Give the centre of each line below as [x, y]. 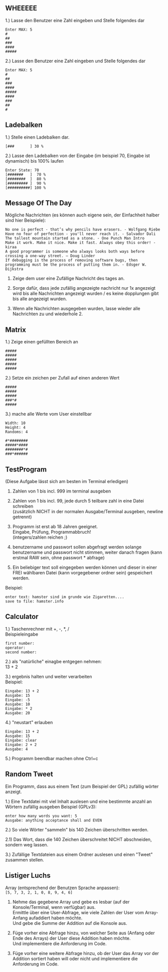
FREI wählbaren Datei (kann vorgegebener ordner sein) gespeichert [82, 573]
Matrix [16, 330]
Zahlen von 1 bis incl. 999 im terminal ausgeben [62, 491]
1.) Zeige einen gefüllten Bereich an [42, 342]
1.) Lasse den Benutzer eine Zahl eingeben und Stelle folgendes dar [75, 20]
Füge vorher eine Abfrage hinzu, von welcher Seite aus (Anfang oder [83, 933]
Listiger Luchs [28, 876]
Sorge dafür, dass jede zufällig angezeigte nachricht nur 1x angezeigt [84, 288]
